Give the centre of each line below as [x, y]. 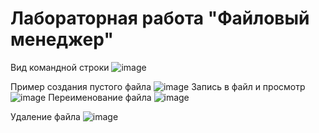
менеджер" [62, 39]
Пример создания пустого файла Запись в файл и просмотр [158, 86]
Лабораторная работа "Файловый [160, 18]
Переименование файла [100, 97]
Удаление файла [45, 116]
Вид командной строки [60, 67]
